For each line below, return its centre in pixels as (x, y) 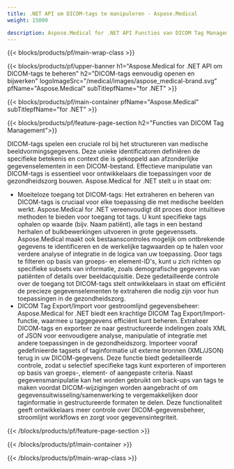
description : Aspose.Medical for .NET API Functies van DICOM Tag (106, 33)
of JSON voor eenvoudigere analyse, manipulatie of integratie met (112, 335)
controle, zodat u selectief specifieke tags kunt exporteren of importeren (122, 366)
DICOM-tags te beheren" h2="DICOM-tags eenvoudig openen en (101, 73)
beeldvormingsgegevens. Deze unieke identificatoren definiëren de (104, 152)
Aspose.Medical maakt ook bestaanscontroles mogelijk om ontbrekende (121, 239)
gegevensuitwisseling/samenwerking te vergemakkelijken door (108, 395)
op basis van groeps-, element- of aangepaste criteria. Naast (105, 373)
